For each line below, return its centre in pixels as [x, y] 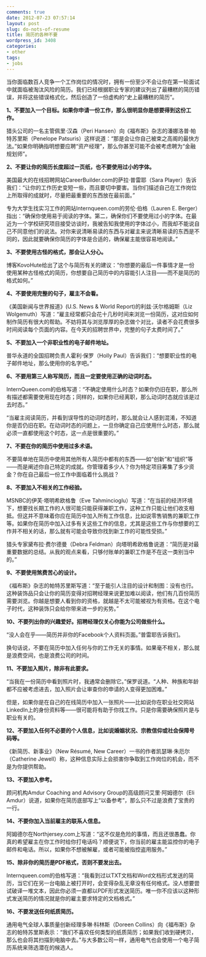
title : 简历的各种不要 [32, 35]
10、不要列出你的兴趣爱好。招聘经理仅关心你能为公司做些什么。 [87, 621]
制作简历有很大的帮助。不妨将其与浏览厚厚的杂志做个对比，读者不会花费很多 [103, 321]
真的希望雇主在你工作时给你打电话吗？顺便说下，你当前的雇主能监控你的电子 [103, 842]
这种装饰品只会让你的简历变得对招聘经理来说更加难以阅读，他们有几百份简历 [103, 593]
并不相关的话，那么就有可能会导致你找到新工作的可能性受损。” [89, 531]
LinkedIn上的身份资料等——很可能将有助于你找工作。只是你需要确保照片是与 [103, 710]
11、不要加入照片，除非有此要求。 [49, 668]
